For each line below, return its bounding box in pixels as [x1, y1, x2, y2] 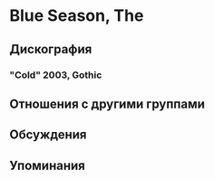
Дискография [9, 42, 92, 57]
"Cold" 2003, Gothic [9, 69, 102, 81]
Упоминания [9, 157, 86, 173]
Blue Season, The [9, 5, 144, 26]
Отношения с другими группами [9, 96, 206, 111]
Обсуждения [9, 127, 87, 143]
